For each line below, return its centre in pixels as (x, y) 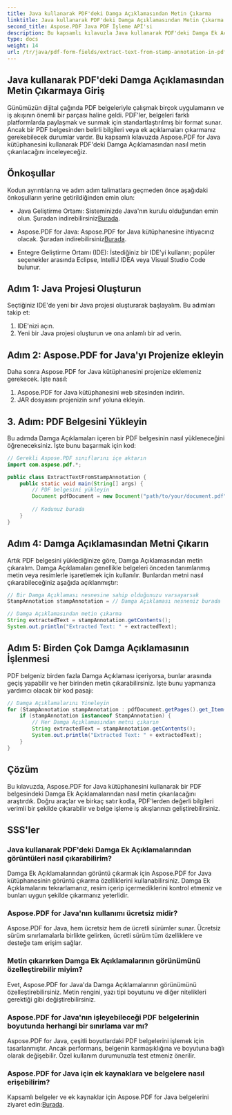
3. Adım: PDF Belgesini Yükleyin (77, 421)
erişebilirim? (29, 1082)
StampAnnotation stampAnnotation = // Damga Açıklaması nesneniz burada (114, 601)
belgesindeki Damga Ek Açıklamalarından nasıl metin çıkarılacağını (101, 794)
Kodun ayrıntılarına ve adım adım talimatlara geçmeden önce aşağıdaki (108, 190)
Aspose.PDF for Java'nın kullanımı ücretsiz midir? (93, 913)
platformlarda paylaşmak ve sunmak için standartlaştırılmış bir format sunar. (115, 122)
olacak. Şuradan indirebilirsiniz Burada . (72, 238)
